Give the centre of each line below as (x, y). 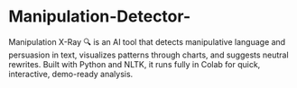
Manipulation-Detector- (100, 17)
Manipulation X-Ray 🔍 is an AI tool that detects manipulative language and (147, 41)
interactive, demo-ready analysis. (71, 74)
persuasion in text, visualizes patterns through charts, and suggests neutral (149, 55)
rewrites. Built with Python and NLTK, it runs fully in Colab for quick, (135, 64)
